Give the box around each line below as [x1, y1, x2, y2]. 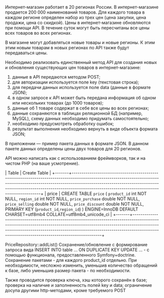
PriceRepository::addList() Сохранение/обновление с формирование [5, 242, 148, 247]
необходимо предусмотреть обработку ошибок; [12, 121, 114, 127]
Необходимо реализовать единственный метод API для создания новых [5, 60, 157, 65]
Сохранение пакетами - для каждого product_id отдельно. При [5, 257, 137, 263]
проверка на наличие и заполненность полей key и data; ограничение [5, 282, 152, 288]
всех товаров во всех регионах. [5, 30, 72, 36]
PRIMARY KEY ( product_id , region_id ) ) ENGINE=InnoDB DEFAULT [5, 206, 139, 212]
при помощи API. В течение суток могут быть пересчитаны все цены [5, 25, 150, 31]
